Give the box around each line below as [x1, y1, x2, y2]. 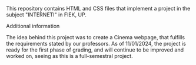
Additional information [6, 23, 60, 29]
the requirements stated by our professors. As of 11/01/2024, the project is [6, 40, 187, 47]
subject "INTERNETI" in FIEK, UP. [6, 11, 87, 18]
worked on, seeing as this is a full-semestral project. [6, 53, 134, 59]
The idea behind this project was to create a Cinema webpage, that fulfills [6, 34, 185, 40]
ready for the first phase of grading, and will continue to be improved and [6, 46, 184, 53]
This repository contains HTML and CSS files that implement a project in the [6, 5, 191, 12]
